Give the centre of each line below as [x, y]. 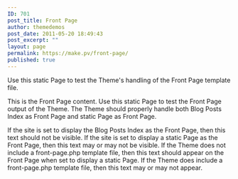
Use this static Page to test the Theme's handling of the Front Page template [119, 80]
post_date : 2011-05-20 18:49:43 [55, 34]
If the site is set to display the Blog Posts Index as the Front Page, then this [117, 130]
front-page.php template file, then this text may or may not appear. [105, 168]
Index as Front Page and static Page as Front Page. [82, 116]
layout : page [27, 47]
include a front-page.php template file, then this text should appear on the [116, 152]
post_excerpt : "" [33, 40]
